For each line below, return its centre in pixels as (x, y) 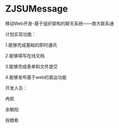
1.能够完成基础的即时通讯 (31, 45)
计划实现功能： (21, 34)
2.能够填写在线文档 (25, 56)
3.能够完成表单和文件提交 (32, 66)
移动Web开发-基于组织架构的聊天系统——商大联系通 (60, 23)
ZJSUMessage (37, 9)
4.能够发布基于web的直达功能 (36, 77)
